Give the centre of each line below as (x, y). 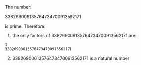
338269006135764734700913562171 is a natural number (71, 58)
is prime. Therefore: (25, 26)
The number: (18, 7)
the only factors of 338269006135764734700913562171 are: (74, 36)
